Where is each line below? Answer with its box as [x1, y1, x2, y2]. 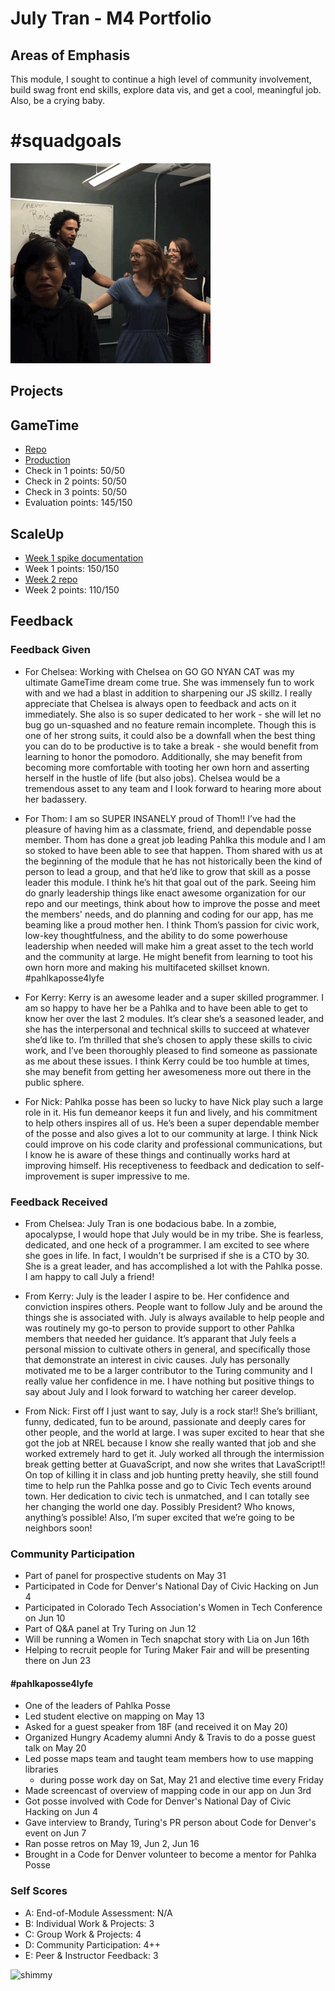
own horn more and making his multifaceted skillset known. [24, 961, 270, 973]
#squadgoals [10, 130, 122, 152]
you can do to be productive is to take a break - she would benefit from [24, 740, 319, 752]
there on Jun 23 [24, 1655, 92, 1667]
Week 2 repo [24, 573, 78, 585]
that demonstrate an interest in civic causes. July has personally [24, 1353, 290, 1366]
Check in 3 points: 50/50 [24, 486, 128, 498]
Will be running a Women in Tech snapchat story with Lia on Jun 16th [24, 1633, 310, 1646]
